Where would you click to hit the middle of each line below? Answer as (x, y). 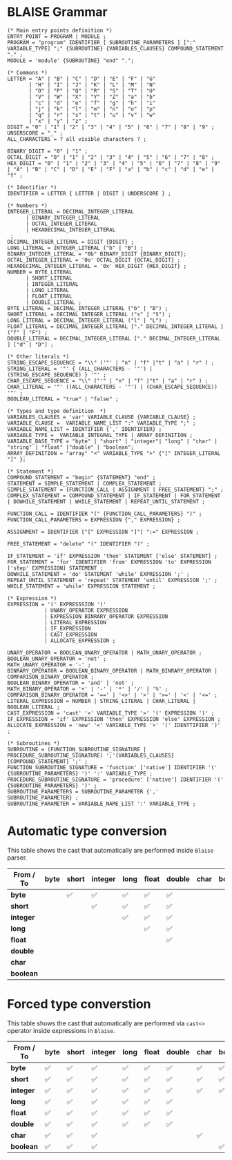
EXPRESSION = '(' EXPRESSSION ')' (57, 604)
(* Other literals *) (38, 356)
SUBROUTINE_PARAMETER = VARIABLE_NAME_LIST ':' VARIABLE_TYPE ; (101, 804)
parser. (17, 858)
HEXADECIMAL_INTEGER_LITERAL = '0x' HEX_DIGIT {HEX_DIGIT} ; (97, 266)
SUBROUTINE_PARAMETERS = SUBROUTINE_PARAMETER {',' (83, 791)
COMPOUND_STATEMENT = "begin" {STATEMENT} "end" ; (81, 477)
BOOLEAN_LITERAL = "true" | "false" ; (63, 399)
